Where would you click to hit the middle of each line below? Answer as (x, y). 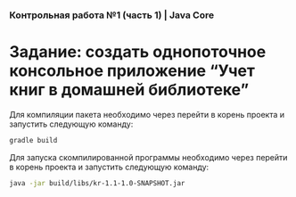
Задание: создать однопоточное (138, 52)
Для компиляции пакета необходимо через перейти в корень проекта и (147, 114)
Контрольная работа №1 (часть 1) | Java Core (112, 15)
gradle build (33, 140)
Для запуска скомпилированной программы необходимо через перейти (148, 157)
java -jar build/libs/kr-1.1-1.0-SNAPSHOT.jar (97, 183)
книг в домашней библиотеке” (129, 90)
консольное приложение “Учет (132, 71)
